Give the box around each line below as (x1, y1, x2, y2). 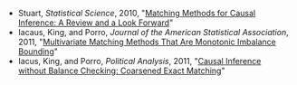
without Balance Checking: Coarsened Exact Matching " (17, 65, 225, 76)
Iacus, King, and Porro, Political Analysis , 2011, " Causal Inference (17, 56, 262, 66)
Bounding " (17, 46, 59, 57)
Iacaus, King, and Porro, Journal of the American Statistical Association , (17, 27, 289, 37)
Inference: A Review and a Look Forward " (17, 17, 174, 28)
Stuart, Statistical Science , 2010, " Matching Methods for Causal (17, 8, 256, 18)
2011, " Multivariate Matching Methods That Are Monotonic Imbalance (17, 36, 276, 47)
